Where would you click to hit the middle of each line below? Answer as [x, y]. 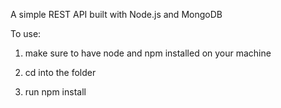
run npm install [55, 92]
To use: [26, 33]
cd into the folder [60, 72]
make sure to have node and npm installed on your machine [148, 53]
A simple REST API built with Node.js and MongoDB [116, 14]
